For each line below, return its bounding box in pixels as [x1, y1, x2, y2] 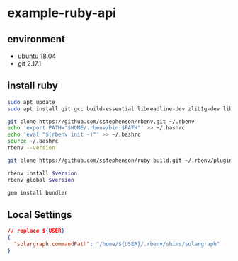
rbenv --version [7, 144, 55, 151]
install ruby [7, 80, 58, 92]
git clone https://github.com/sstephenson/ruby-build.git [7, 157, 182, 164]
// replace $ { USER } [7, 228, 65, 235]
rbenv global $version [7, 176, 74, 183]
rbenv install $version [7, 170, 78, 177]
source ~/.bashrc [7, 138, 59, 145]
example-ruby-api [7, 5, 117, 21]
